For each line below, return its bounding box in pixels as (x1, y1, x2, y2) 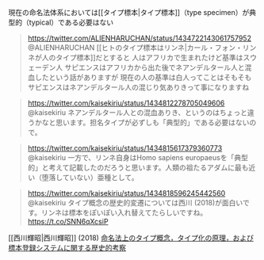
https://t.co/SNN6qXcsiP (27, 217, 109, 226)
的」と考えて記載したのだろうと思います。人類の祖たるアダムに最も (27, 162, 249, 172)
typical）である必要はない (29, 17, 113, 27)
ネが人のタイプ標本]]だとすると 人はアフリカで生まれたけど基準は (27, 53, 243, 62)
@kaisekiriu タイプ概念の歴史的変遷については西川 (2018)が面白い (27, 198, 243, 207)
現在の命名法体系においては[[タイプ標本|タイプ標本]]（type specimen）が (8, 8, 250, 17)
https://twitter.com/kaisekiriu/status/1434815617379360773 (27, 143, 223, 153)
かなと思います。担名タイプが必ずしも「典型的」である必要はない (34, 118, 250, 127)
